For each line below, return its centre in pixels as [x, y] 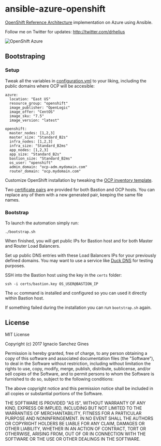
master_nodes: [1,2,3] [32, 133]
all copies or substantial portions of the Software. [54, 393]
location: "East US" [30, 99]
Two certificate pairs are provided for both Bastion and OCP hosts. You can [80, 190]
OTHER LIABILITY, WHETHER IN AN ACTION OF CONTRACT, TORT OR [75, 429]
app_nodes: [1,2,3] [29, 150]
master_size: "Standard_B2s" [39, 137]
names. [12, 200]
